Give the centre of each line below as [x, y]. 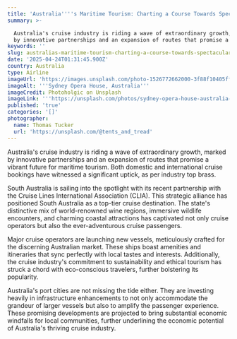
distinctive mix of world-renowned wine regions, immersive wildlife [105, 210]
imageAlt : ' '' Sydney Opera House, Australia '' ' [79, 85]
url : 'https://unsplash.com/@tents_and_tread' [83, 131]
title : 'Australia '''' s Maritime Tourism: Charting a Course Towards [112, 14]
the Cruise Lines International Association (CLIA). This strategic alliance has [117, 196]
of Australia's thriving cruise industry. [62, 328]
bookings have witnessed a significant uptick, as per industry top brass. [112, 174]
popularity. [23, 277]
